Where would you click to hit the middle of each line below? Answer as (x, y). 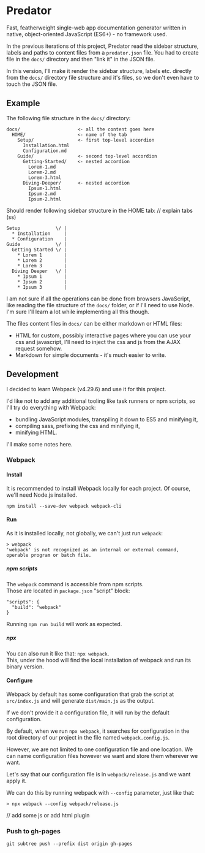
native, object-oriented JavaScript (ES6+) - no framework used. (87, 34)
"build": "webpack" (37, 607)
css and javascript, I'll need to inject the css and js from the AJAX (98, 342)
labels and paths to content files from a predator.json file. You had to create (102, 52)
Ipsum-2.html (45, 199)
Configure (20, 681)
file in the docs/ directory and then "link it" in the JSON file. (81, 59)
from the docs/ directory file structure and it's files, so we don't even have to (103, 77)
